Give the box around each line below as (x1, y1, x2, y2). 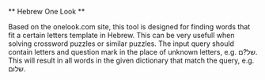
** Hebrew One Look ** (8, 7, 85, 16)
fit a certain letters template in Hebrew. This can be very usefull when (8, 31, 235, 40)
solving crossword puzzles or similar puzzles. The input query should (8, 39, 235, 48)
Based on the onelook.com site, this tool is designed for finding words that (8, 22, 251, 31)
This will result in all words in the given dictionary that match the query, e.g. (8, 55, 255, 65)
